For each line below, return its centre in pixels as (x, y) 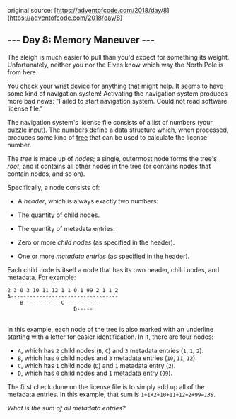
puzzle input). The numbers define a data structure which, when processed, (118, 130)
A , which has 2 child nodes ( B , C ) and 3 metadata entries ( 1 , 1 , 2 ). (111, 350)
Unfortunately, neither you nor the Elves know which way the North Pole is (116, 65)
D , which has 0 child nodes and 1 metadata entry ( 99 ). (95, 373)
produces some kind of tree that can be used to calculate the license (107, 137)
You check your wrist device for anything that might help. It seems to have (116, 86)
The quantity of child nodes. (59, 215)
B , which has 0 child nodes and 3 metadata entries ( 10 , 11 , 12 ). (107, 358)
